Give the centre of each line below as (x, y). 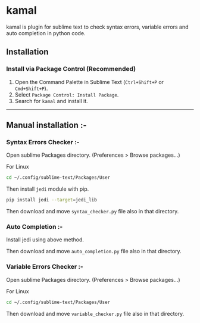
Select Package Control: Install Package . (67, 94)
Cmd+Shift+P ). (31, 88)
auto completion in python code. (46, 33)
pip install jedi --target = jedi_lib (51, 200)
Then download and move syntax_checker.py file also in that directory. (93, 212)
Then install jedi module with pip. (48, 189)
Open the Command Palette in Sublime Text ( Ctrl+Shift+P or (89, 82)
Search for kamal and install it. (51, 101)
